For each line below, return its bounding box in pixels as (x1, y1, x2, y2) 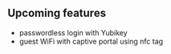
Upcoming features (7, 6, 106, 20)
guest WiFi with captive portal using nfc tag (18, 36, 164, 46)
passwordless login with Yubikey (18, 27, 128, 37)
